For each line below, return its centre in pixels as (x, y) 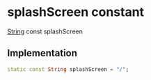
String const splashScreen (45, 31)
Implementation (42, 53)
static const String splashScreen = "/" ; (68, 69)
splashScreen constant (76, 12)
